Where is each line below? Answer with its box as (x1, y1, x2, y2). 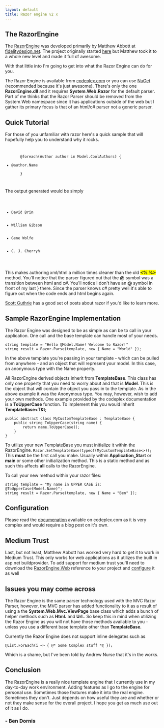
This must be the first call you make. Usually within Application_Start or (5, 452, 152, 458)
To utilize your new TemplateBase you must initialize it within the (5, 442, 136, 448)
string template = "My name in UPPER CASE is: (5, 482, 102, 487)
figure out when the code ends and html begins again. (5, 290, 114, 296)
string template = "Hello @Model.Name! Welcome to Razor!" (5, 342, 129, 347)
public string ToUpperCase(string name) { (14, 420, 102, 425)
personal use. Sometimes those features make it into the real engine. (5, 689, 144, 695)
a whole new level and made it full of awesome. (5, 54, 101, 60)
